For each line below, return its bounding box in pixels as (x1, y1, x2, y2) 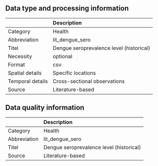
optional (53, 53, 73, 60)
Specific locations (53, 69, 96, 76)
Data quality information (5, 103, 84, 112)
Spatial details (8, 69, 42, 76)
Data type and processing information (5, 4, 129, 13)
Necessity (8, 53, 32, 60)
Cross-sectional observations (53, 78, 125, 85)
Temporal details (8, 78, 48, 85)
